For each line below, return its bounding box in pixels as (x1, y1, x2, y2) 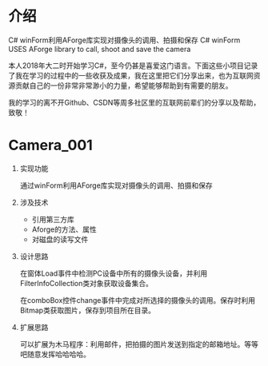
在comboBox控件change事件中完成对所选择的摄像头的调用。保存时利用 (19, 295, 256, 304)
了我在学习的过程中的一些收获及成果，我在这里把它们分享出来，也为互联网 (8, 70, 254, 80)
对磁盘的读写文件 (31, 234, 89, 244)
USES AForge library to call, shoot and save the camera (8, 44, 191, 54)
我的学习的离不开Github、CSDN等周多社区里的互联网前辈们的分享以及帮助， (8, 97, 261, 107)
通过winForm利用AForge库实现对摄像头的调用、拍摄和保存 (19, 181, 214, 190)
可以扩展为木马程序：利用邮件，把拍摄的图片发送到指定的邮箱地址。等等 (19, 339, 258, 348)
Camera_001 (8, 137, 94, 154)
